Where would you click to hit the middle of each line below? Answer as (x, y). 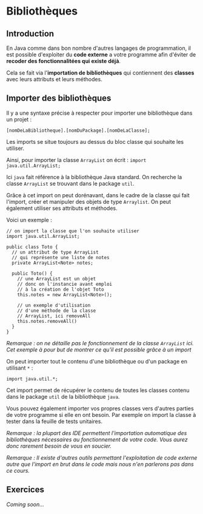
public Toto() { (32, 273)
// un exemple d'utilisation (54, 305)
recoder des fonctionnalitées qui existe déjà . (64, 61)
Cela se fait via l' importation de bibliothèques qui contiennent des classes (100, 73)
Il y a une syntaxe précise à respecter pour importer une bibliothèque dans (99, 113)
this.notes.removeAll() (47, 321)
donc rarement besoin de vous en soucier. (59, 446)
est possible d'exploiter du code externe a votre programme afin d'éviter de (101, 55)
